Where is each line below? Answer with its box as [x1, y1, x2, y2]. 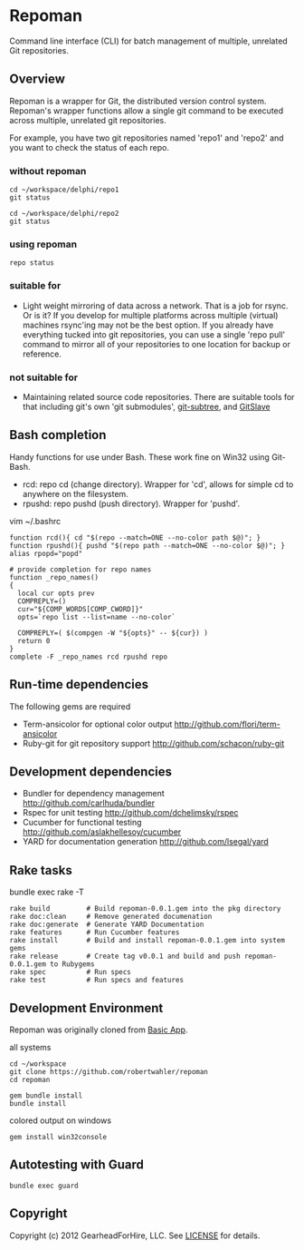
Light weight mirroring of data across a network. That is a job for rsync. [22, 300, 289, 311]
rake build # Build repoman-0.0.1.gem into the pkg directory [9, 904, 281, 913]
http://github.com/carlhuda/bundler [22, 797, 156, 808]
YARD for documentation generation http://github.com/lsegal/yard [22, 836, 269, 847]
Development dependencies [9, 764, 172, 779]
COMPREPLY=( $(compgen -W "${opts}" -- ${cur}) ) [17, 628, 208, 638]
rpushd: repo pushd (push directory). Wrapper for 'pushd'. [22, 498, 241, 509]
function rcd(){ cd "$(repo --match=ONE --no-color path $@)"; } [9, 532, 261, 542]
